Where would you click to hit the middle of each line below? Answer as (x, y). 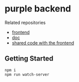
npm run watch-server (27, 74)
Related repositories (25, 22)
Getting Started (29, 59)
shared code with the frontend (43, 42)
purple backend (38, 9)
